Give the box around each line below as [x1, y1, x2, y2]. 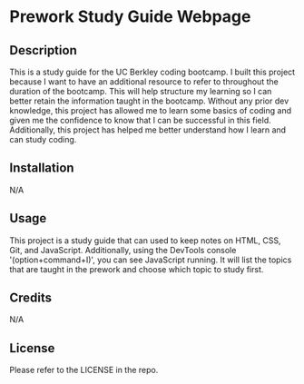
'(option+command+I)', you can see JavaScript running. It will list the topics [9, 254, 292, 265]
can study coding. [9, 134, 77, 144]
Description [9, 43, 77, 58]
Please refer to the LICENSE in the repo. [9, 365, 159, 376]
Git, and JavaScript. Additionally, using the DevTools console [9, 244, 237, 255]
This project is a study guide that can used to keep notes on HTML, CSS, [9, 234, 281, 246]
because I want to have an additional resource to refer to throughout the [9, 76, 279, 87]
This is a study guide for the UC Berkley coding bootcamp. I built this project [9, 66, 296, 77]
